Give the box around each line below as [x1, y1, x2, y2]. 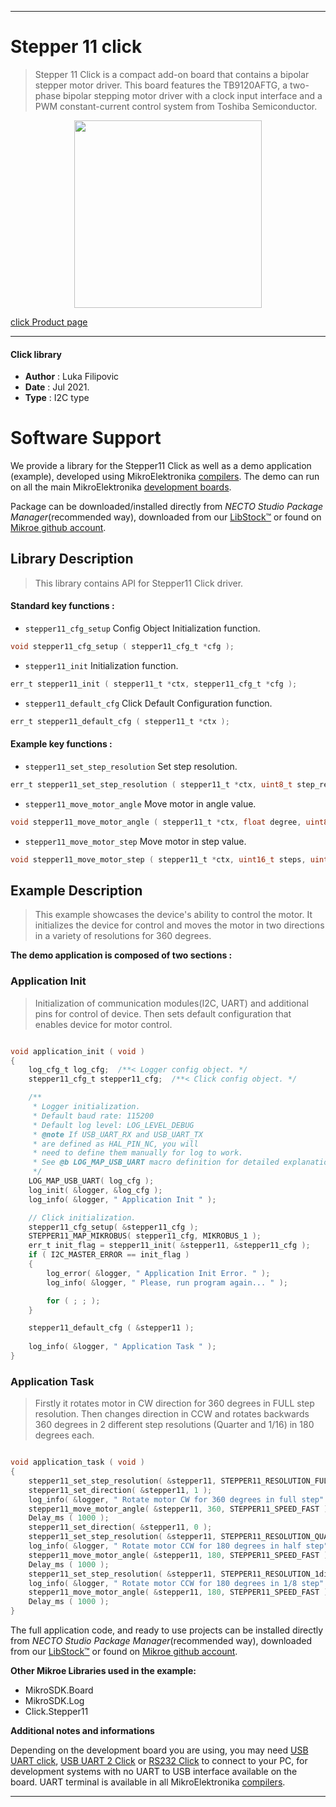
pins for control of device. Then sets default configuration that [34, 1007, 292, 1020]
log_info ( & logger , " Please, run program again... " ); [46, 1277, 288, 1288]
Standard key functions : [10, 600, 115, 612]
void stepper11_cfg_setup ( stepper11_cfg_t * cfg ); [10, 642, 235, 652]
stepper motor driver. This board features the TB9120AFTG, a [34, 79, 288, 91]
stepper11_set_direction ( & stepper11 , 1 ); [28, 1485, 213, 1495]
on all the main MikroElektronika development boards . [10, 481, 232, 493]
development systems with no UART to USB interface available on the [10, 1766, 298, 1778]
